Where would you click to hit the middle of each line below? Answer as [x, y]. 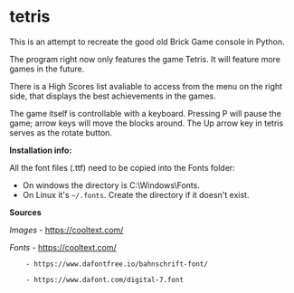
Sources [26, 212]
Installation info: [41, 150]
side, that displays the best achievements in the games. [113, 96]
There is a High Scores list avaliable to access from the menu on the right [146, 86]
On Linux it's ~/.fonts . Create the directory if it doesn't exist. [136, 194]
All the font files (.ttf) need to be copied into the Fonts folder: [122, 167]
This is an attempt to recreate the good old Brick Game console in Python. [147, 42]
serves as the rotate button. [61, 132]
